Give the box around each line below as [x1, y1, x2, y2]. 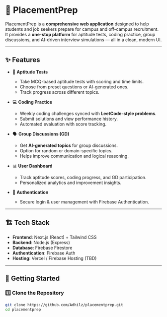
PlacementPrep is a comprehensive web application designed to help [5, 21, 149, 27]
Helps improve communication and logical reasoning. [19, 153, 129, 159]
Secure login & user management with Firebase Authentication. [19, 198, 149, 205]
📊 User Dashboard [12, 163, 53, 169]
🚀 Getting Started [5, 274, 60, 282]
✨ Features [5, 56, 40, 64]
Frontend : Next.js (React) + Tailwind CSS [12, 234, 97, 240]
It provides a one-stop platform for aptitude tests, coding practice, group [5, 31, 156, 37]
